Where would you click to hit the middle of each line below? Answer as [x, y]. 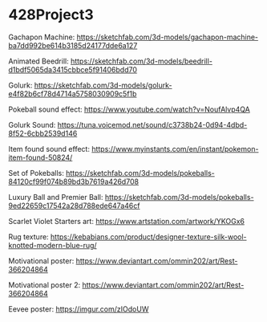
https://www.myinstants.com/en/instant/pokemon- [175, 149]
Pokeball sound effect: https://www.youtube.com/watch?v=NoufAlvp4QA [129, 109]
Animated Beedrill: [39, 61]
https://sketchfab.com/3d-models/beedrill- [142, 61]
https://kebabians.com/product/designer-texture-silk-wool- [149, 236]
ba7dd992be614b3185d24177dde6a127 [73, 45]
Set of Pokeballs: [36, 173]
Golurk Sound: [32, 124]
